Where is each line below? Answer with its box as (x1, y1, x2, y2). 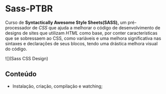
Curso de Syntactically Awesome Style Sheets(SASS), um (5, 19, 127, 25)
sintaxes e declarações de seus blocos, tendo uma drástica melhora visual (5, 40, 158, 46)
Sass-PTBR (5, 3, 53, 14)
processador (5, 24, 31, 30)
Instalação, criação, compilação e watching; (12, 83, 103, 89)
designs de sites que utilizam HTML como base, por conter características (5, 30, 158, 36)
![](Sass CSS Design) (5, 55, 49, 61)
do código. (5, 46, 27, 52)
